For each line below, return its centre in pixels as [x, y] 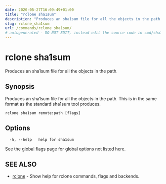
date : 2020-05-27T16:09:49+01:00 [40, 10]
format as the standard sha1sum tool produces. [53, 104]
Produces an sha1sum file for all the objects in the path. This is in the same [81, 98]
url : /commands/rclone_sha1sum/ [38, 28]
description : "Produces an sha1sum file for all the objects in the [77, 19]
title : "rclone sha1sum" [31, 14]
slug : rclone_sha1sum [27, 24]
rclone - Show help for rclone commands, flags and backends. [76, 176]
